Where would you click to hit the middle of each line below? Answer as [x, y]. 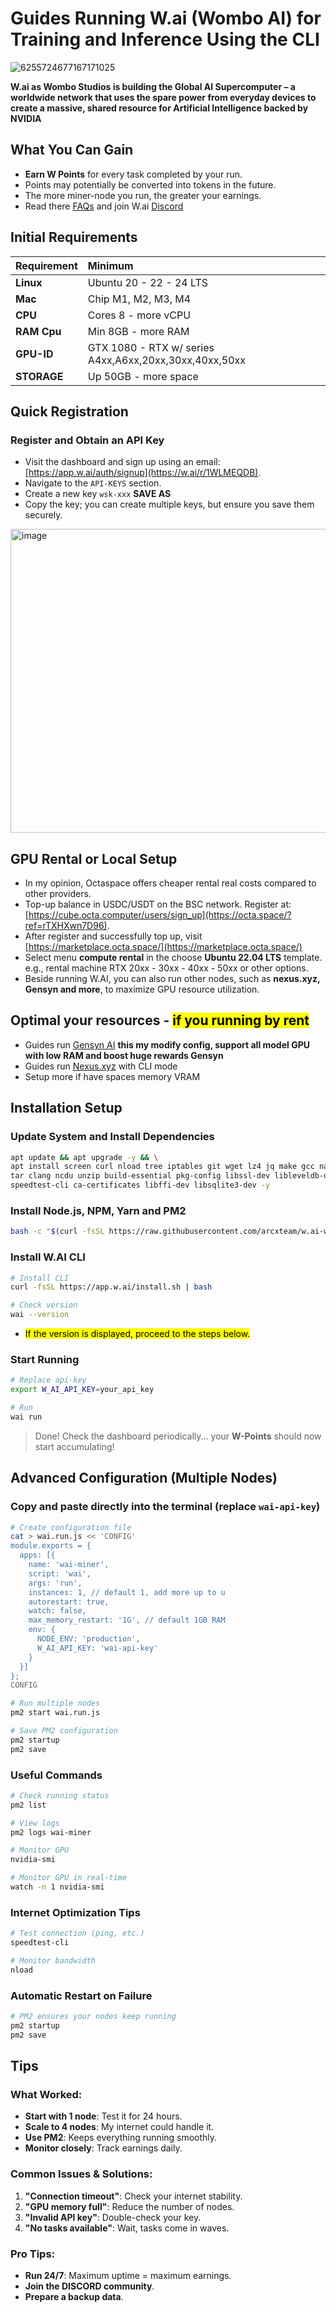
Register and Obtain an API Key [87, 440]
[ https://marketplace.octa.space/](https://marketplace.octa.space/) [163, 947]
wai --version [40, 1315]
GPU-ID [34, 354]
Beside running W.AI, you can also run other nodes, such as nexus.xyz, [172, 979]
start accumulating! [74, 1446]
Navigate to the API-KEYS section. [93, 483]
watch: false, [57, 1611]
